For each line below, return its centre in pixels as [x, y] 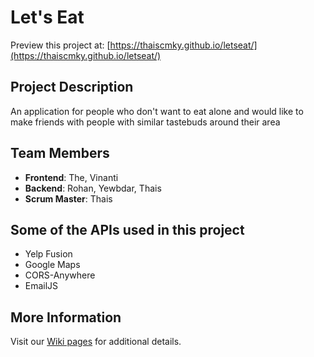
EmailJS [41, 286]
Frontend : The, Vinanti [71, 177]
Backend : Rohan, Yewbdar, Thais [93, 188]
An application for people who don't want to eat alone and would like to [157, 111]
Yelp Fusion [48, 254]
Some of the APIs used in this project [127, 229]
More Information [66, 317]
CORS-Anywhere [60, 275]
